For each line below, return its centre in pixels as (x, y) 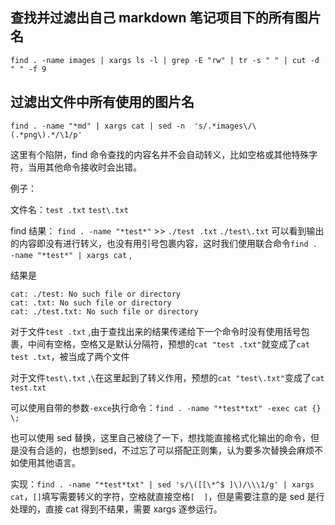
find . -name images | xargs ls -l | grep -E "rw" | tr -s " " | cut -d (165, 60)
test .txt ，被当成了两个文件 (70, 356)
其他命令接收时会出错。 (93, 167)
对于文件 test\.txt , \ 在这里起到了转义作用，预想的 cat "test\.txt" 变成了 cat (167, 377)
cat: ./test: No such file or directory (96, 294)
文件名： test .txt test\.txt (69, 209)
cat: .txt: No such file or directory (91, 303)
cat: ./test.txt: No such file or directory (104, 311)
